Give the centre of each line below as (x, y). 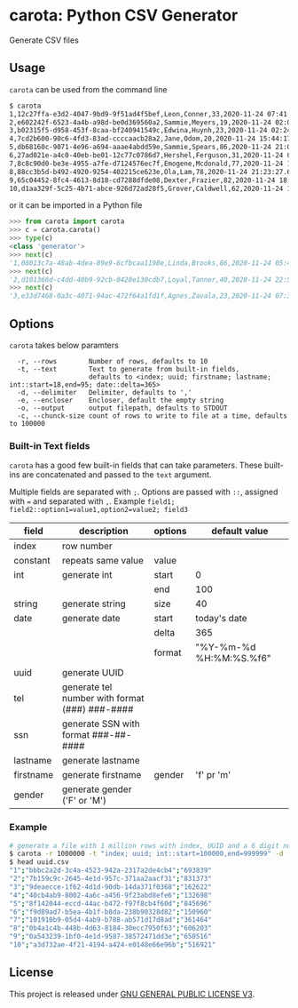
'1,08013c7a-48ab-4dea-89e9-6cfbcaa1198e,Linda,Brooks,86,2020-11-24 (141, 263)
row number (87, 546)
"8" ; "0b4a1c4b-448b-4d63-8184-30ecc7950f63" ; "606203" (111, 928)
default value (240, 532)
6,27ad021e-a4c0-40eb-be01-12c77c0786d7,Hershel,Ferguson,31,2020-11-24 (146, 156)
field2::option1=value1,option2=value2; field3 (99, 510)
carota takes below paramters (64, 345)
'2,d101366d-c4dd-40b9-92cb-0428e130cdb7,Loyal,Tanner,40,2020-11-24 (141, 280)
